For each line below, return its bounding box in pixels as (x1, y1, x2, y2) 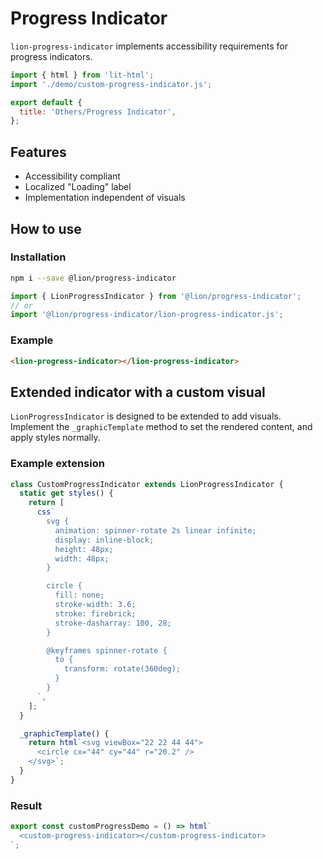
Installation (10, 250, 67, 264)
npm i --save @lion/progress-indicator (10, 273, 177, 283)
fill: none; (54, 590, 105, 601)
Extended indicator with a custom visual (10, 383, 266, 401)
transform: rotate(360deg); (63, 664, 182, 674)
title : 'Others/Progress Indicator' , (19, 107, 177, 117)
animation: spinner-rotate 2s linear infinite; (54, 525, 257, 536)
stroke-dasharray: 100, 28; (54, 618, 172, 628)
